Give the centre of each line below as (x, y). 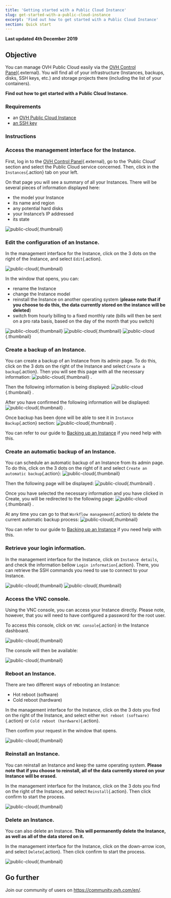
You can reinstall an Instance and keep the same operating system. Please (84, 765)
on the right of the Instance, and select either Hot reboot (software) (77, 716)
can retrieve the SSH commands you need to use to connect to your (77, 570)
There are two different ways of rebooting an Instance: (63, 685)
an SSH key (25, 123)
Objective (21, 55)
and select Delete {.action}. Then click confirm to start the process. (76, 851)
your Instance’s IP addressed (43, 214)
